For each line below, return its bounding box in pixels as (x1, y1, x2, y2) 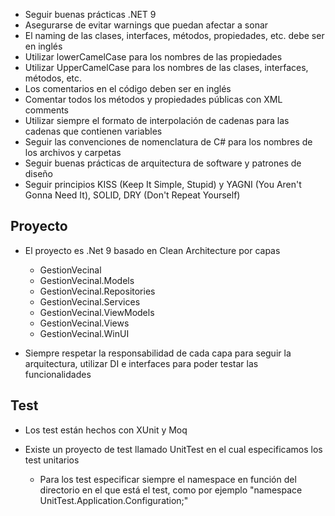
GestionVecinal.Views (39, 317, 130, 329)
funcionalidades (24, 368, 92, 380)
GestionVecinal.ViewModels (39, 306, 155, 318)
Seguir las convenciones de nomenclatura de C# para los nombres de (24, 136, 313, 148)
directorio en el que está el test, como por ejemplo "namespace (39, 484, 303, 496)
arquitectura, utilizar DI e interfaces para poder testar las (24, 357, 259, 369)
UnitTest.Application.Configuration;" (39, 494, 189, 506)
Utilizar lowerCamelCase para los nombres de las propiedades (24, 51, 283, 63)
